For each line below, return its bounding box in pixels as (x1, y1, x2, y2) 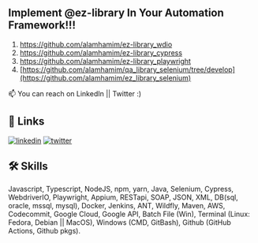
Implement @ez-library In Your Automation (8, 6, 225, 20)
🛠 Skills (8, 159, 49, 173)
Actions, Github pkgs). (8, 226, 81, 236)
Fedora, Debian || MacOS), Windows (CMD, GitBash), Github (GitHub (8, 218, 231, 227)
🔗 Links (8, 114, 45, 129)
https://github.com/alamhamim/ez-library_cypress (19, 47, 183, 58)
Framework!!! (8, 19, 77, 32)
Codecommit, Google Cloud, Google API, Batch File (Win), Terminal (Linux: (8, 209, 250, 219)
